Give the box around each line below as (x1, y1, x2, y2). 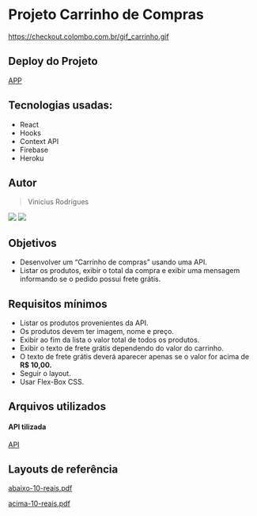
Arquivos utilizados (8, 400, 107, 413)
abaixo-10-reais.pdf (8, 484, 73, 493)
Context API (19, 136, 59, 146)
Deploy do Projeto (8, 55, 98, 68)
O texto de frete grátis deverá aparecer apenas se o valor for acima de (19, 352, 250, 361)
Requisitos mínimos (8, 297, 108, 310)
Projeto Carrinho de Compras (8, 6, 204, 24)
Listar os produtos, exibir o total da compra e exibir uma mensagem (19, 266, 240, 275)
